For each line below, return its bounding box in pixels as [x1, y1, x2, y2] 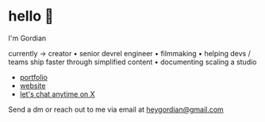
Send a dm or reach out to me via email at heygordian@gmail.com [8, 105, 224, 114]
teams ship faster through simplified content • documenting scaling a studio [8, 57, 257, 67]
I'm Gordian [8, 33, 47, 43]
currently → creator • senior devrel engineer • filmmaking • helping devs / [8, 48, 252, 58]
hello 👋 [8, 7, 54, 25]
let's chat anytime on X [19, 89, 95, 98]
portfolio [19, 72, 48, 82]
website [19, 81, 46, 90]
